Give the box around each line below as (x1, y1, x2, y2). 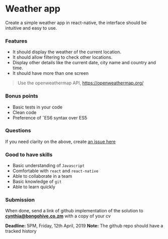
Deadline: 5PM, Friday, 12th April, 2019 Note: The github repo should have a (5, 223, 163, 229)
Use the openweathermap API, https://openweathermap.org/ (17, 80, 144, 86)
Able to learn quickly (12, 184, 55, 190)
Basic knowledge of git (12, 179, 62, 185)
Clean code (12, 109, 37, 115)
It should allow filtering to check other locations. (12, 54, 113, 60)
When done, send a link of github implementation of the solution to (5, 208, 143, 214)
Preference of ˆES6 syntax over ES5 (12, 114, 88, 121)
